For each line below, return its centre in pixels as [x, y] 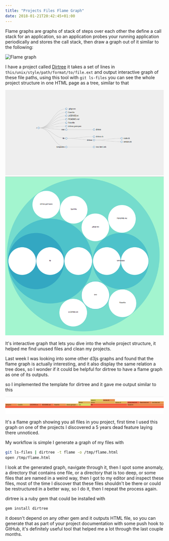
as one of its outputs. [27, 375]
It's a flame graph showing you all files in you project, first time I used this [81, 422]
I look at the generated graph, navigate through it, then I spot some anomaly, [84, 467]
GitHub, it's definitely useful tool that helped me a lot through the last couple [84, 529]
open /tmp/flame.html [28, 458]
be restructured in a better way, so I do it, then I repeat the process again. [81, 489]
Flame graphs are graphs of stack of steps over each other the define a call [83, 31]
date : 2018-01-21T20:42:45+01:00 [40, 16]
